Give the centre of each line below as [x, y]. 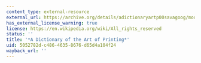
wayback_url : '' [26, 51]
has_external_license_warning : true [52, 23]
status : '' [20, 34]
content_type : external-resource [48, 12]
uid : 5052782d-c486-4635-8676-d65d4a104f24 [61, 46]
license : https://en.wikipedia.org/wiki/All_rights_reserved [84, 28]
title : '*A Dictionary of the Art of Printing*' [68, 40]
